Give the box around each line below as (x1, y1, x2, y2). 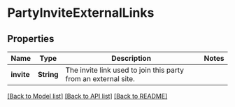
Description (111, 54, 152, 63)
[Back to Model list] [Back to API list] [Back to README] (7, 92, 168, 100)
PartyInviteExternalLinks (7, 5, 155, 21)
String (37, 70, 59, 79)
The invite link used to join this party (65, 65, 184, 75)
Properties (7, 33, 55, 45)
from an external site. (65, 74, 135, 83)
